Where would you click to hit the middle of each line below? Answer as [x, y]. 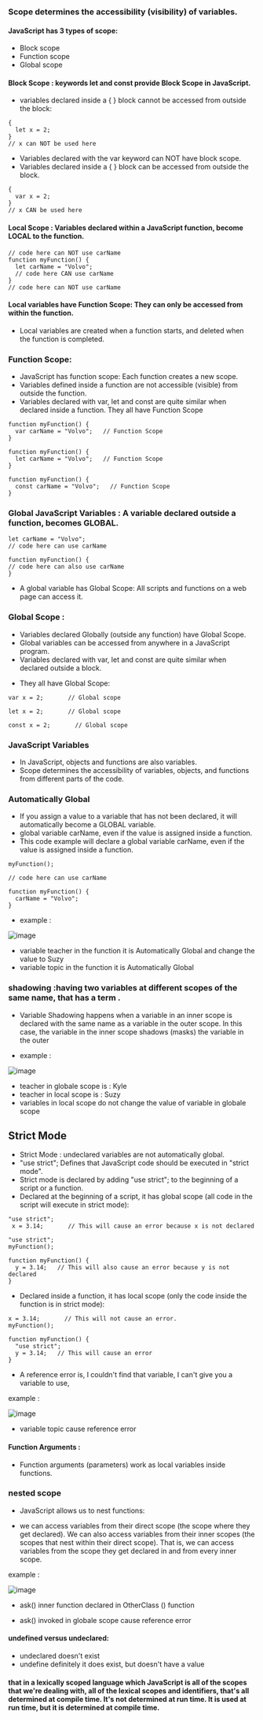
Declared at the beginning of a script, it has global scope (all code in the [136, 1197]
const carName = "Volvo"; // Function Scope [93, 487]
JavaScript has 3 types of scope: [63, 31]
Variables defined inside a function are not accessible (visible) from [128, 385]
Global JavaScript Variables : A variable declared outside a [122, 513]
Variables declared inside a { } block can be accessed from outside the [134, 167]
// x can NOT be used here [52, 144]
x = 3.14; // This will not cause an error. [93, 1319]
